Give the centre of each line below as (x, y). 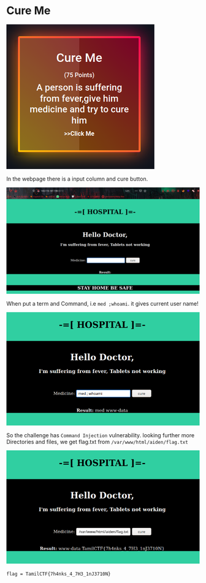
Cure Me (29, 11)
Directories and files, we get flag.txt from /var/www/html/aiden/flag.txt (97, 442)
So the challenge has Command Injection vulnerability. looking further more (101, 435)
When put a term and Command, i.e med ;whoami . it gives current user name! (102, 303)
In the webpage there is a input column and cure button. (77, 179)
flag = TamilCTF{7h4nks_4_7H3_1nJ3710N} (59, 574)
